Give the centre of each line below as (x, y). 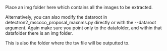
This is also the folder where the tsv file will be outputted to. (67, 43)
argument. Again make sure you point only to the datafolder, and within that (83, 28)
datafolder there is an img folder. (39, 33)
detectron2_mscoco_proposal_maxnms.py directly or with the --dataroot (81, 22)
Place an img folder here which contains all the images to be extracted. (79, 7)
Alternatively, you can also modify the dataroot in (56, 17)
